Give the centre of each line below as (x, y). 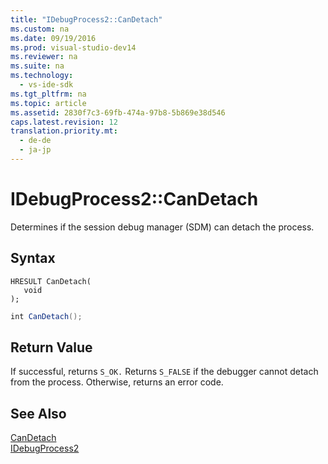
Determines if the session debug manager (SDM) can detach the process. (162, 227)
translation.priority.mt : (64, 131)
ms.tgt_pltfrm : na (48, 94)
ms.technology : (42, 76)
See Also (38, 413)
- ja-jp (35, 150)
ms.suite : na (37, 66)
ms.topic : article (48, 103)
